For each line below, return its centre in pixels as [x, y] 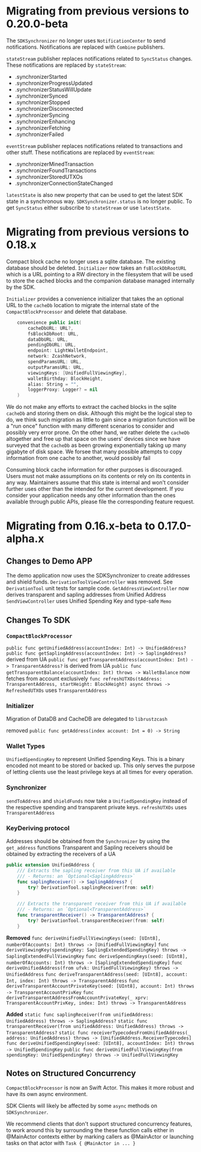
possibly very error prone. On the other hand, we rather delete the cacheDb [98, 432]
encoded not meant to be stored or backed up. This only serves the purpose [100, 765]
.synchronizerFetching [43, 128]
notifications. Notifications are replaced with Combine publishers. [85, 47]
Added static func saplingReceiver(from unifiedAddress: [80, 1014]
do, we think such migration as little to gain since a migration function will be [101, 420]
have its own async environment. [47, 1094]
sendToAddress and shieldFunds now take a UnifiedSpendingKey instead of [97, 801]
